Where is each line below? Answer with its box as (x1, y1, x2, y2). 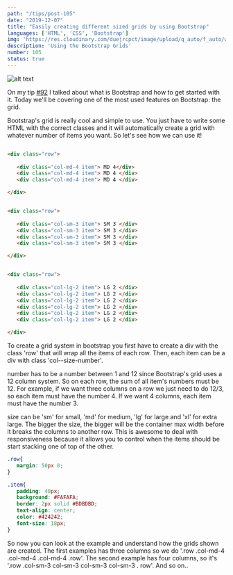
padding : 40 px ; (16, 487, 60, 494)
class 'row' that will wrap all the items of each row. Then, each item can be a (7, 349, 225, 357)
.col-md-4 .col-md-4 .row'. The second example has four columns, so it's (7, 553, 217, 562)
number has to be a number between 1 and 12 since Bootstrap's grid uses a (7, 370, 223, 378)
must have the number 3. (7, 399, 79, 407)
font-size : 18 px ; (16, 519, 67, 527)
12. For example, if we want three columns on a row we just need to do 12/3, (7, 384, 224, 393)
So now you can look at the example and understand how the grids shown (7, 539, 219, 547)
